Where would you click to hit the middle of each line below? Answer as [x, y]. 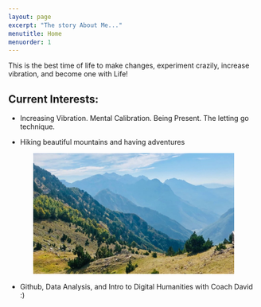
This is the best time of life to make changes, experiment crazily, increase [129, 66]
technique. [37, 126]
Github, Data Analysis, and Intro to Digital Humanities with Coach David [136, 286]
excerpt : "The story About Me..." [66, 25]
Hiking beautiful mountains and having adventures [102, 142]
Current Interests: [54, 99]
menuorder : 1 [30, 42]
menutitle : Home [35, 33]
